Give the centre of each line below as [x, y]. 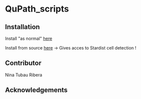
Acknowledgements [36, 90]
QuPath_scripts [37, 9]
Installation [22, 27]
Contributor [23, 63]
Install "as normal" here [29, 38]
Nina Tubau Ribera [24, 75]
